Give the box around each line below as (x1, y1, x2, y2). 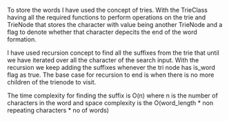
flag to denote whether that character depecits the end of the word (7, 28, 198, 36)
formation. (7, 35, 37, 44)
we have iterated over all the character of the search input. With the (7, 56, 199, 64)
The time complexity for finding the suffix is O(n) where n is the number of (7, 91, 219, 100)
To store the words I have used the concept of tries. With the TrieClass (7, 6, 208, 14)
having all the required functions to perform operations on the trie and (7, 13, 206, 21)
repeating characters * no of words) (7, 106, 109, 114)
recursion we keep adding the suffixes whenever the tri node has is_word (7, 64, 215, 71)
